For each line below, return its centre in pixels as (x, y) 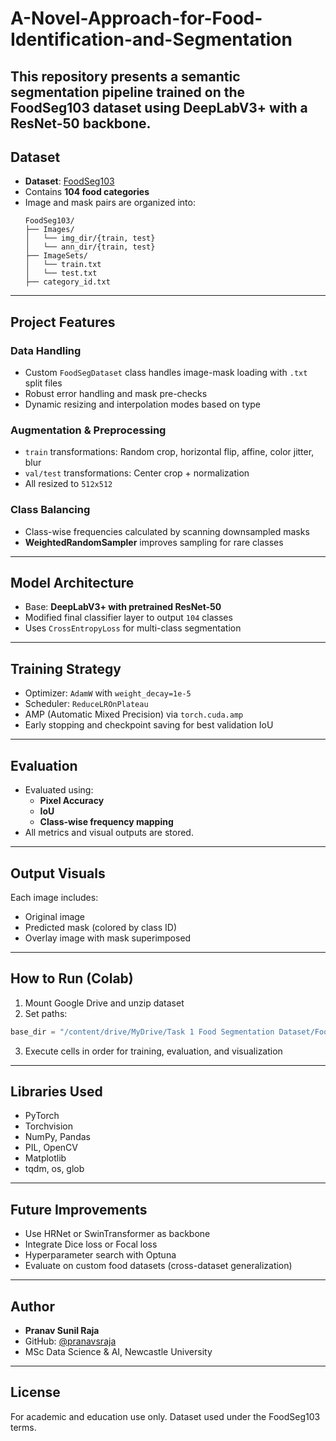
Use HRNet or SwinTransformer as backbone (117, 1234)
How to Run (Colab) (72, 978)
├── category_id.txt (67, 282)
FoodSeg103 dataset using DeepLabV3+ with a (159, 107)
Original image (55, 916)
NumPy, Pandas (57, 1137)
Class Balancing (50, 510)
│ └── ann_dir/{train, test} (90, 247)
